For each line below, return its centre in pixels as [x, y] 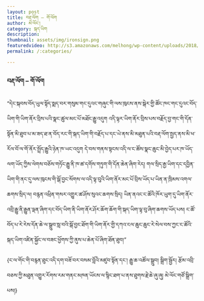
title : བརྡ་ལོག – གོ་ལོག [32, 18]
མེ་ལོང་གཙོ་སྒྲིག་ [179, 276]
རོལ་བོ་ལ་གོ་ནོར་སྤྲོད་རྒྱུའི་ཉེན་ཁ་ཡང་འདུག [45, 149]
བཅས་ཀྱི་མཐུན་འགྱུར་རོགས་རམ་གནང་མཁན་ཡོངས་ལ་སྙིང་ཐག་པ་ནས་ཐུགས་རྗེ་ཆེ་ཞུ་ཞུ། [85, 276]
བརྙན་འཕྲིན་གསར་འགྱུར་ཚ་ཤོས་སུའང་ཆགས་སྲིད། [78, 194]
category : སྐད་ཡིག [27, 29]
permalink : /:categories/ [39, 51]
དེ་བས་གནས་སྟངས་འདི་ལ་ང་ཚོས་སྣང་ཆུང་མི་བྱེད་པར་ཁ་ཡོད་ [139, 149]
